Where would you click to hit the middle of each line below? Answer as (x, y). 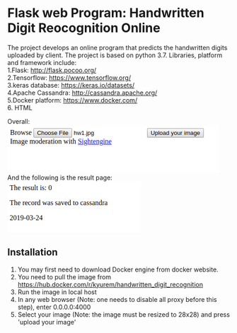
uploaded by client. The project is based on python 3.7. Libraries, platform (115, 55)
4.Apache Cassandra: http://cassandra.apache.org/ (82, 93)
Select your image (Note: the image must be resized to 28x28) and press (123, 314)
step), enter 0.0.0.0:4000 (54, 307)
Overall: (19, 121)
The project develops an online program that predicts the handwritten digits (117, 47)
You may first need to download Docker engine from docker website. (118, 269)
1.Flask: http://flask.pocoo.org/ (52, 70)
